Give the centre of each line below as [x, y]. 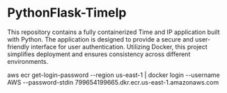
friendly [18, 46]
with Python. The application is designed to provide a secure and [100, 39]
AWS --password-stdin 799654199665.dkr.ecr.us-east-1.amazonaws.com [113, 82]
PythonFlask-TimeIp [67, 13]
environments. [28, 61]
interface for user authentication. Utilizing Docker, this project [119, 46]
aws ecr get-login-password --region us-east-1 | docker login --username [114, 75]
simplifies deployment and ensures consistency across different [99, 54]
